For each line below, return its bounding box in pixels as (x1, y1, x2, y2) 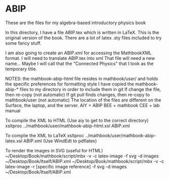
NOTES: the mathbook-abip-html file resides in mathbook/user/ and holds (5, 75, 158, 81)
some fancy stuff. (5, 40, 42, 46)
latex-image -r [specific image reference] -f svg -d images (5, 163, 127, 169)
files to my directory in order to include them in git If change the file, (19, 86, 161, 92)
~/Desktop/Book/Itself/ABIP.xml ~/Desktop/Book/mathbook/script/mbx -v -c (5, 158, 164, 164)
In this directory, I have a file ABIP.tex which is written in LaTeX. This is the (5, 29, 159, 35)
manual (5, 108, 21, 114)
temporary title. (5, 66, 37, 72)
